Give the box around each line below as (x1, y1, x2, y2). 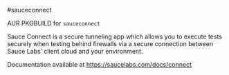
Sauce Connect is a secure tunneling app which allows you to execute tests (7, 32, 223, 41)
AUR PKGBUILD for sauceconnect (7, 19, 100, 27)
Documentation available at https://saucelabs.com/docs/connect (7, 61, 192, 68)
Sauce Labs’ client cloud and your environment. (7, 47, 143, 55)
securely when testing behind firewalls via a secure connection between (7, 40, 214, 47)
